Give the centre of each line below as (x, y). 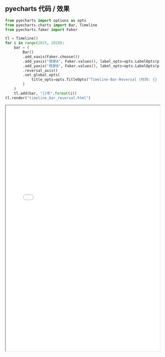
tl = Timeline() (22, 38)
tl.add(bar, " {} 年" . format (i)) (45, 93)
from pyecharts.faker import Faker (41, 30)
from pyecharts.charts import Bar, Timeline (51, 25)
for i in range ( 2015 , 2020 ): (35, 43)
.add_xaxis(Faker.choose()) (51, 57)
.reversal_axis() (40, 70)
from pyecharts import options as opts (46, 20)
